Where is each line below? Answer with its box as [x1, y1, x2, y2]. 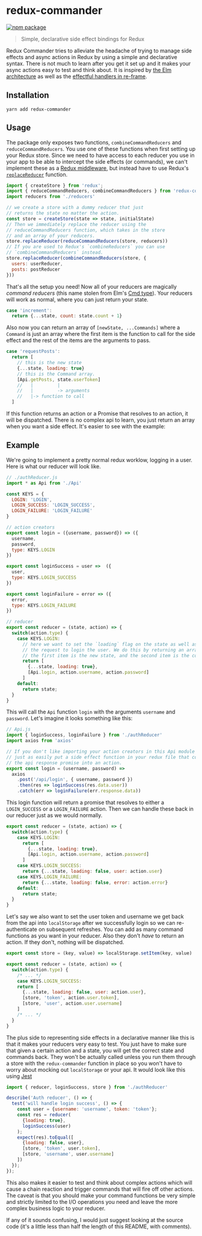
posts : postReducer [11, 266, 61, 272]
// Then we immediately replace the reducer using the [6, 221, 147, 227]
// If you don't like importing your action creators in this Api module [6, 748, 195, 755]
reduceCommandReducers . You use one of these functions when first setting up [6, 145, 196, 152]
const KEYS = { [6, 491, 44, 497]
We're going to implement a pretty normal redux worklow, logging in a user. [6, 456, 192, 463]
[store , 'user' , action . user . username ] [22, 1000, 122, 1006]
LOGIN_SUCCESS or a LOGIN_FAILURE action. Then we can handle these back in [6, 805, 194, 813]
